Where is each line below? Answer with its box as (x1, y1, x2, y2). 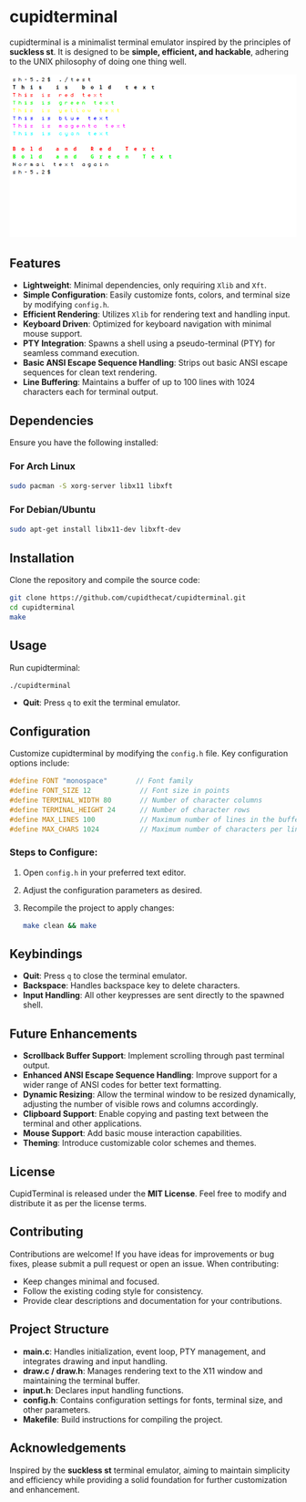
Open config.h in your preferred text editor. (22, 867, 187, 878)
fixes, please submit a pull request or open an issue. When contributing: (9, 1257, 280, 1269)
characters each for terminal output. (22, 386, 158, 398)
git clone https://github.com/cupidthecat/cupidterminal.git (9, 593, 247, 603)
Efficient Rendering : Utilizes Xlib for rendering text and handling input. (22, 308, 291, 320)
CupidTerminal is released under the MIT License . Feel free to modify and (9, 1188, 287, 1199)
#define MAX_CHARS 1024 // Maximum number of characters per (9, 824, 283, 834)
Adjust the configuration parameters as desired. (22, 884, 203, 895)
